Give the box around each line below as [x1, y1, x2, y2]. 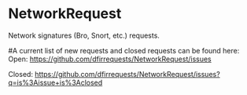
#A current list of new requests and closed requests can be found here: [8, 46, 240, 55]
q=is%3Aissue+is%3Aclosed [8, 78, 103, 87]
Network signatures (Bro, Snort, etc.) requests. [8, 31, 160, 40]
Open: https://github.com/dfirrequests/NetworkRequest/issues [8, 54, 212, 64]
